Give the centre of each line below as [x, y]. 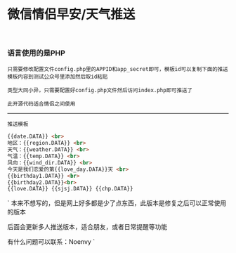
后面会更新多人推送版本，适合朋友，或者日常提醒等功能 [87, 227]
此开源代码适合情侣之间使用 [41, 104]
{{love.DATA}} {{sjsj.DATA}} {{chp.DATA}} [70, 189]
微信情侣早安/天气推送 [71, 14]
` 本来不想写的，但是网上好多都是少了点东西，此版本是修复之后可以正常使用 [117, 203]
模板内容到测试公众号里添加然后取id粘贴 [58, 77]
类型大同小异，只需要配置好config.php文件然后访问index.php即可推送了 [100, 91]
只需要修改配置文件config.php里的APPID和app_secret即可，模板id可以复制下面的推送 [118, 70]
